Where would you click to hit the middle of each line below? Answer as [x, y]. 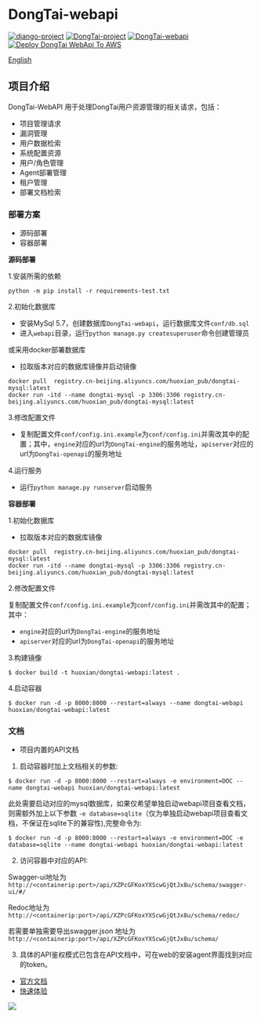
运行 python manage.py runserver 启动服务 [86, 487]
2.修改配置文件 [32, 588]
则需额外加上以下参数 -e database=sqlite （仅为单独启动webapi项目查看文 [128, 813]
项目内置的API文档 [49, 750]
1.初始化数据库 [31, 520]
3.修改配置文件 [32, 418]
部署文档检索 [40, 192]
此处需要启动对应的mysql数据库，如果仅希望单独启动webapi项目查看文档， [129, 804]
